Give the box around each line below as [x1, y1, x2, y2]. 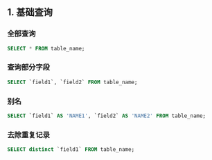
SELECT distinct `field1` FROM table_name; [7, 146, 135, 153]
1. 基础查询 [7, 6, 53, 19]
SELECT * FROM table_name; [7, 45, 85, 52]
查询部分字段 [7, 63, 51, 72]
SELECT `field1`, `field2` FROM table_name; [7, 79, 138, 86]
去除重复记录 [7, 130, 51, 139]
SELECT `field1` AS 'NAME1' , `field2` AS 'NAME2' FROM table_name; [7, 112, 206, 119]
